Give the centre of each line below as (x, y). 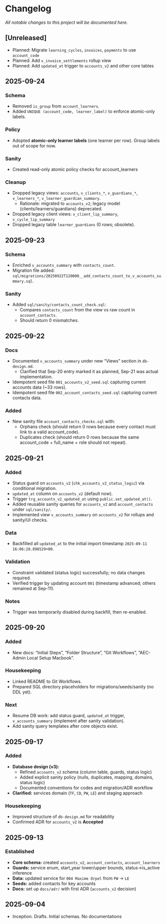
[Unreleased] (26, 38)
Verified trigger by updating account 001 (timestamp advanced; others (84, 583)
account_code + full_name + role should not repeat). (73, 442)
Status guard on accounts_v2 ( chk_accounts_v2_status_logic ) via (78, 483)
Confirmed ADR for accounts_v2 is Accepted (58, 822)
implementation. (36, 377)
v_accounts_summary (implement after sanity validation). (68, 721)
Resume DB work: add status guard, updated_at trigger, (69, 716)
